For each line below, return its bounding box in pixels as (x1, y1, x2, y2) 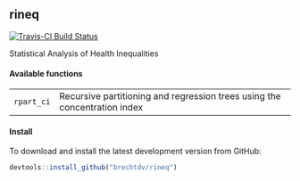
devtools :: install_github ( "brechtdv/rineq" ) (9, 163, 178, 172)
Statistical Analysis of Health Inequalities (9, 48, 159, 59)
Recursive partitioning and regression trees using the (59, 90, 281, 103)
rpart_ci (13, 97, 51, 107)
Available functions (9, 69, 83, 79)
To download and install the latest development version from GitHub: (9, 146, 262, 157)
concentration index (59, 102, 144, 114)
